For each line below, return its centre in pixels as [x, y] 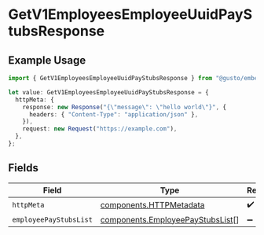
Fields [24, 168]
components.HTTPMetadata [152, 205]
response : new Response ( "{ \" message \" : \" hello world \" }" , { [125, 107]
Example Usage [47, 60]
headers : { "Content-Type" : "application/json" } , [114, 114]
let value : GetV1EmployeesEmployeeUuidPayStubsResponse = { [109, 92]
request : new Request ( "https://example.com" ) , [100, 129]
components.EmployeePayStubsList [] [170, 219]
